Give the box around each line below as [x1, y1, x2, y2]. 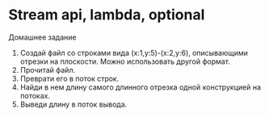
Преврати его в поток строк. [19, 73, 120, 83]
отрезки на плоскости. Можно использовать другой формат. [19, 56, 230, 66]
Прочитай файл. [19, 65, 75, 74]
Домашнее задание [8, 32, 77, 42]
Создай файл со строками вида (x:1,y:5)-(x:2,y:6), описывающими [19, 48, 249, 57]
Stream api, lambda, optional [8, 6, 205, 24]
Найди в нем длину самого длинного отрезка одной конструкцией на [19, 82, 261, 92]
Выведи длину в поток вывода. [19, 99, 128, 109]
